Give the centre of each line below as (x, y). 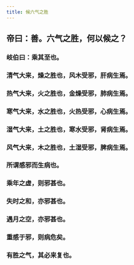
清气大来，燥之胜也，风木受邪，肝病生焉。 (69, 75)
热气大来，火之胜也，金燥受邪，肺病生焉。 (69, 93)
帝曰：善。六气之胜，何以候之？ (67, 38)
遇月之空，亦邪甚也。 (38, 220)
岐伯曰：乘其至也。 (35, 57)
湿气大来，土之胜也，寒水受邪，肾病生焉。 (69, 129)
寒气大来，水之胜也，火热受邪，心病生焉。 (69, 111)
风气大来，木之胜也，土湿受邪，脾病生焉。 (69, 147)
